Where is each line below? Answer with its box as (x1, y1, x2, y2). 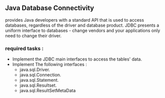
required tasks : (5, 45, 43, 52)
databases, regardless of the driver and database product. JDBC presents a (5, 22, 160, 28)
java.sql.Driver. (19, 66, 50, 73)
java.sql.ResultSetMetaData (19, 88, 76, 94)
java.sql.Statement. (19, 77, 59, 83)
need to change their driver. (5, 33, 62, 38)
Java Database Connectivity (5, 4, 94, 12)
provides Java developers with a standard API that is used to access (5, 17, 144, 23)
